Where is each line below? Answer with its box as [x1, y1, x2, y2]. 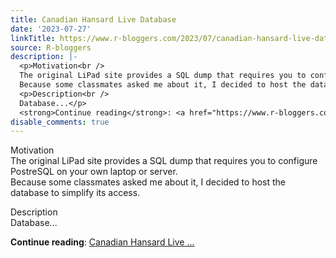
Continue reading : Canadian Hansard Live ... [10, 236, 195, 248]
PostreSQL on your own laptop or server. [10, 166, 178, 178]
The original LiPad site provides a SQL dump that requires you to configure [10, 155, 318, 167]
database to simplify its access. [10, 187, 141, 199]
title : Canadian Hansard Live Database [10, 14, 177, 25]
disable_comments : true [10, 117, 110, 127]
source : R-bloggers [10, 42, 92, 53]
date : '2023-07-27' [10, 24, 92, 34]
